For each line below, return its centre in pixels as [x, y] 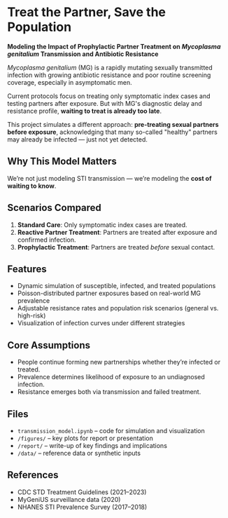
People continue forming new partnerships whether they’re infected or [119, 362]
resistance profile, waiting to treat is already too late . [85, 111]
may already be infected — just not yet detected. [78, 139]
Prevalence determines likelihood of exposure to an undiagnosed [111, 377]
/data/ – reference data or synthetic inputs [79, 453]
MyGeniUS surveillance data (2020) [69, 499]
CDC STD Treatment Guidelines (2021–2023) [82, 492]
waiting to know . [32, 186]
